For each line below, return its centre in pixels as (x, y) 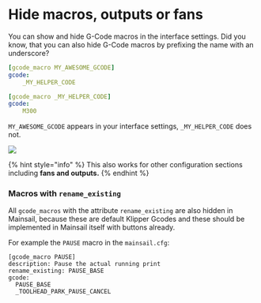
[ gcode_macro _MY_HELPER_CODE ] (60, 96)
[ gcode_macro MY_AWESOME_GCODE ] (61, 67)
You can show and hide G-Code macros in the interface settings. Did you (127, 36)
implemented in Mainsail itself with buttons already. (92, 227)
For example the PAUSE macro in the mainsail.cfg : (89, 243)
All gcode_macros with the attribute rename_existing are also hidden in (121, 211)
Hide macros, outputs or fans (106, 15)
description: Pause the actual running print (84, 264)
